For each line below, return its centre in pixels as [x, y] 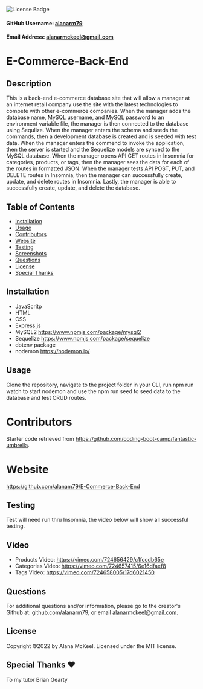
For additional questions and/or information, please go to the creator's [94, 606]
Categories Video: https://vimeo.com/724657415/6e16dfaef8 [90, 566]
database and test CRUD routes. [46, 397]
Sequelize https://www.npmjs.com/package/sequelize [82, 338]
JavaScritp [28, 306]
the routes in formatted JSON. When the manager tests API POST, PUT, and [101, 168]
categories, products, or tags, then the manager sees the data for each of [98, 162]
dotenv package [35, 345]
